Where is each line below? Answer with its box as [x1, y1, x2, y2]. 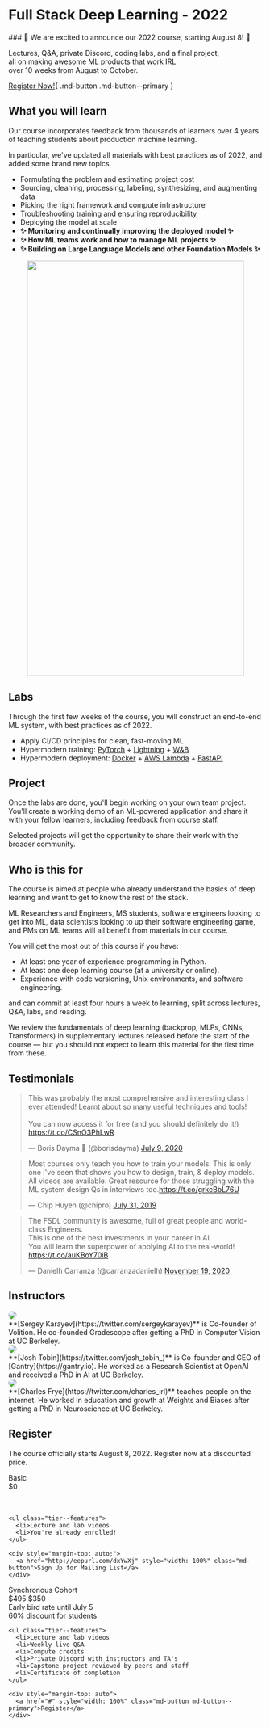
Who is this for [8, 862, 83, 876]
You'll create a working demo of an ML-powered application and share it [8, 807, 248, 816]
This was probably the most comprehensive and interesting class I [27, 1093, 249, 1102]
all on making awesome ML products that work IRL [8, 57, 177, 66]
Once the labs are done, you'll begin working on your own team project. [8, 798, 247, 807]
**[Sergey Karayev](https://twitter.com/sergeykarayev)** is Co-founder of [8, 1319, 257, 1329]
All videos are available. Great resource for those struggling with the [27, 1176, 255, 1186]
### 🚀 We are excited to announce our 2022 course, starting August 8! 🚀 [8, 32, 251, 42]
